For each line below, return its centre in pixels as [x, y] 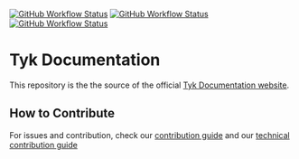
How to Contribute [62, 113]
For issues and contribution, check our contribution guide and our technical [150, 135]
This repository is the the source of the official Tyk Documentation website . [149, 85]
